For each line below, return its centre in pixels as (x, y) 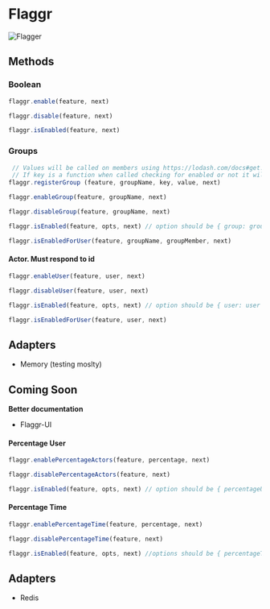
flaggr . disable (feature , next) (61, 116)
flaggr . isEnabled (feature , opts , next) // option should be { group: (127, 226)
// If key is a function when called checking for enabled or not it (131, 175)
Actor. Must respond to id (51, 259)
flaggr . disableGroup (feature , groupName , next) (90, 212)
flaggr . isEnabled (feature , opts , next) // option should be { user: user (135, 305)
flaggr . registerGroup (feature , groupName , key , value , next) (115, 183)
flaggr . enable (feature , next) (59, 101)
